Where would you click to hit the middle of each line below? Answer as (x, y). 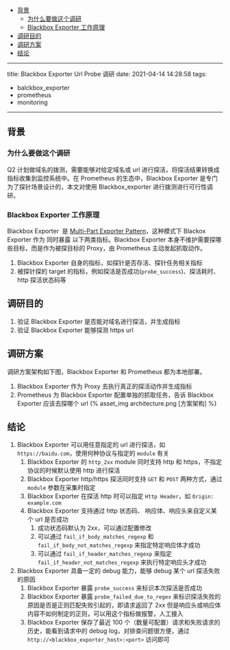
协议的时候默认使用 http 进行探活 (74, 471)
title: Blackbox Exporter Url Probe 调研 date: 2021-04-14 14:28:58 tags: (107, 74)
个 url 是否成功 (48, 520)
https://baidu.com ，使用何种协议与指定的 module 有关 (93, 453)
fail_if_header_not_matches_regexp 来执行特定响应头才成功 (122, 562)
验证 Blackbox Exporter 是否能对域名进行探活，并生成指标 (99, 321)
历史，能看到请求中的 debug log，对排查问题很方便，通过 (108, 631)
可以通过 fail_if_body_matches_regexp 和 (95, 537)
